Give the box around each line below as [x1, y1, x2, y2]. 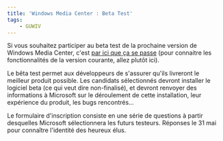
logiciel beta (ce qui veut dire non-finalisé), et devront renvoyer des [7, 84, 197, 92]
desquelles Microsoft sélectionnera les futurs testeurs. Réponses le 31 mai [7, 119, 217, 127]
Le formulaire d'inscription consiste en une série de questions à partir [7, 112, 203, 120]
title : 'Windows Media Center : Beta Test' [7, 10, 133, 17]
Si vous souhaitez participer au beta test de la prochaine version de [7, 42, 197, 50]
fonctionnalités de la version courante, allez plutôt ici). [7, 56, 159, 64]
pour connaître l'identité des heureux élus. [7, 126, 127, 134]
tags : [7, 16, 23, 23]
